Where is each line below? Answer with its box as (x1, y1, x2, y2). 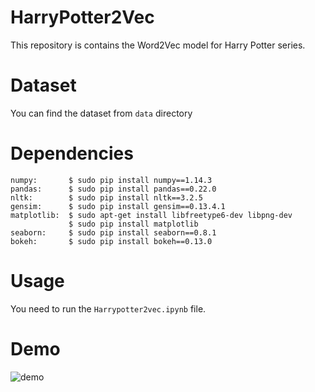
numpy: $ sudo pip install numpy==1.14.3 (10, 175, 213, 185)
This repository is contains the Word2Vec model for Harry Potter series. (10, 39, 306, 51)
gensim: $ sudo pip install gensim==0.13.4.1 (10, 201, 226, 211)
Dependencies (10, 142, 134, 165)
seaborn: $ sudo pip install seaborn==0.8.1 (10, 227, 217, 238)
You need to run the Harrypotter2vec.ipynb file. (10, 302, 207, 315)
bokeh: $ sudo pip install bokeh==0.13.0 (10, 236, 213, 246)
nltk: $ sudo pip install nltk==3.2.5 (10, 192, 203, 203)
